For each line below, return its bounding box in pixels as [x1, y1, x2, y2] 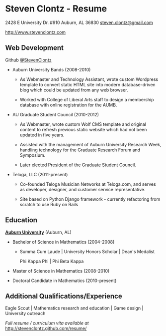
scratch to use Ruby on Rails [19, 201, 79, 207]
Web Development [5, 43, 64, 52]
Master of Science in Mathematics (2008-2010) [12, 268, 110, 274]
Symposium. [19, 152, 46, 158]
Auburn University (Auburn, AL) [5, 229, 72, 235]
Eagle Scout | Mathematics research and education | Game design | [5, 305, 144, 311]
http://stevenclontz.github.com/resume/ [5, 326, 87, 332]
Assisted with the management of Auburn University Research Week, [19, 141, 162, 147]
